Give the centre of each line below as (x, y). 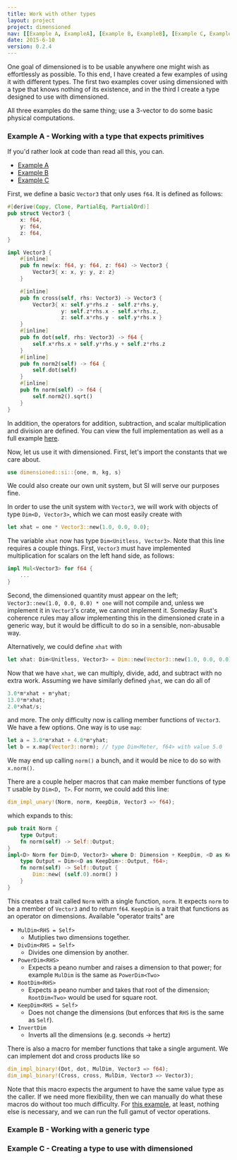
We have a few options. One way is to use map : (75, 727)
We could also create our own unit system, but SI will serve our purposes (114, 486)
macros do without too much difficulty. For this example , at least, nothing (113, 1104)
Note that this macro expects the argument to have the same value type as (116, 1089)
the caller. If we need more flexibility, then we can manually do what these (115, 1096)
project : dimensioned (39, 27)
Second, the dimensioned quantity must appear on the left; (93, 595)
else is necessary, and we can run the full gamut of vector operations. (109, 1111)
